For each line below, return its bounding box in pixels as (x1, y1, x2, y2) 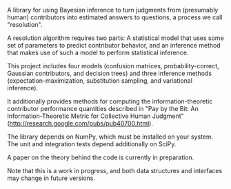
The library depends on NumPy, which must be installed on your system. (7, 132, 214, 141)
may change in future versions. (7, 174, 95, 182)
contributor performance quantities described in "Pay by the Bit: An (7, 105, 199, 112)
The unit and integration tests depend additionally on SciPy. (7, 140, 177, 148)
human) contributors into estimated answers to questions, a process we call (7, 13, 223, 21)
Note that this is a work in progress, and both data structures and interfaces (7, 167, 223, 175)
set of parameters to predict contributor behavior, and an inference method (7, 41, 221, 49)
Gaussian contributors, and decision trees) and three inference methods (7, 69, 212, 77)
